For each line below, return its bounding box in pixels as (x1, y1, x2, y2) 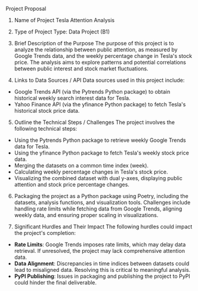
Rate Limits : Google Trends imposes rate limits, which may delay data (14, 241, 186, 248)
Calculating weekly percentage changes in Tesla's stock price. (14, 168, 168, 175)
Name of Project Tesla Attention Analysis (14, 17, 115, 23)
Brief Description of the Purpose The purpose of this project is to (14, 40, 174, 47)
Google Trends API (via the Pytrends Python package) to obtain (14, 88, 171, 95)
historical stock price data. (14, 107, 80, 114)
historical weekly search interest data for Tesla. (14, 95, 131, 101)
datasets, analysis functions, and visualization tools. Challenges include (14, 199, 191, 206)
